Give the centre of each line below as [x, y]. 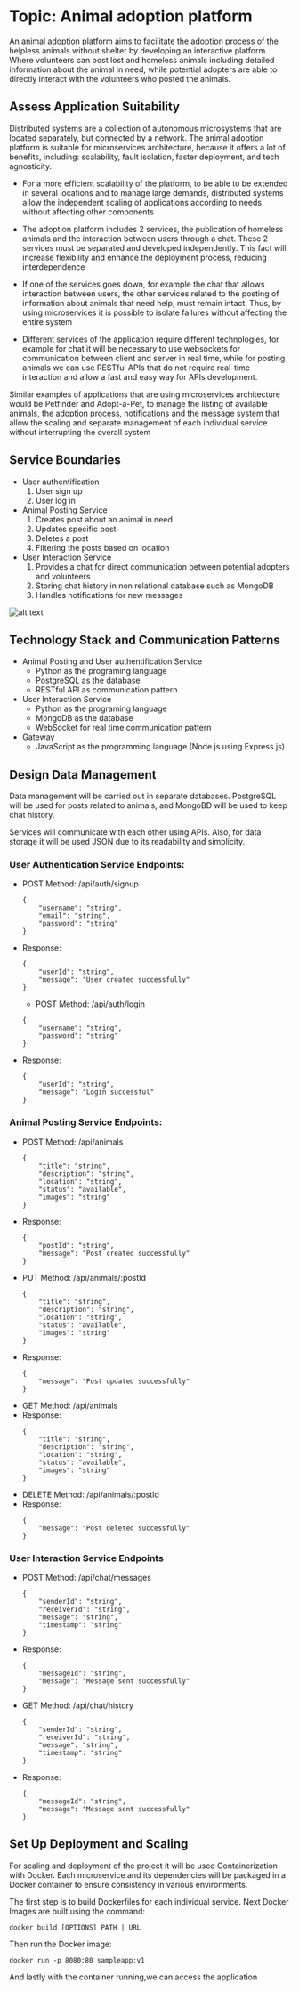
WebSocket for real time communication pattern [123, 728]
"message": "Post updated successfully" [114, 1381]
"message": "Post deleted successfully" [114, 1528]
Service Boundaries [65, 460]
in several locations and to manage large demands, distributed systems [153, 192]
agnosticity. [31, 166]
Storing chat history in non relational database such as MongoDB [154, 586]
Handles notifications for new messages [109, 595]
